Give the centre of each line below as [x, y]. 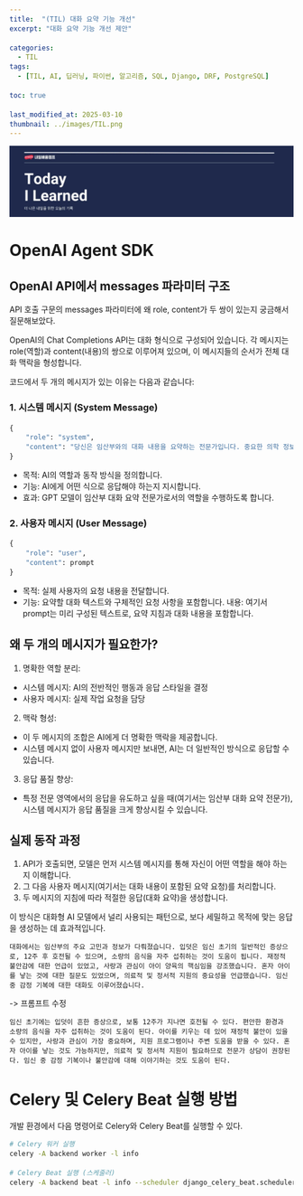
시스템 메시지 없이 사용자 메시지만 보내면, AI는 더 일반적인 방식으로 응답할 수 [156, 748]
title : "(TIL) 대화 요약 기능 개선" [73, 19]
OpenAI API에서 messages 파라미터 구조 [120, 286]
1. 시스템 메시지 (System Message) [84, 408]
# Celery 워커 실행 [42, 1144]
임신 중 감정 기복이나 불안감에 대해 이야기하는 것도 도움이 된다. [128, 1061]
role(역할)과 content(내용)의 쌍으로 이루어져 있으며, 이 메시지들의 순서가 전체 [144, 352]
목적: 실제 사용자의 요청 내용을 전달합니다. [96, 590]
